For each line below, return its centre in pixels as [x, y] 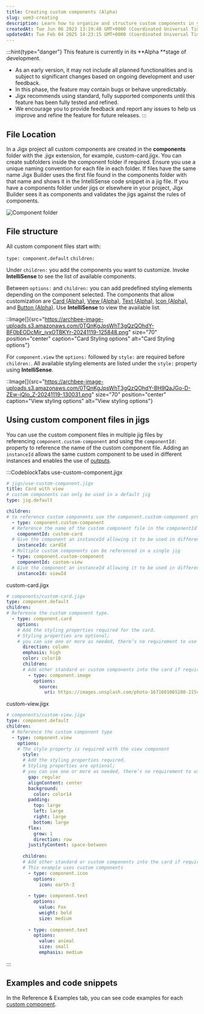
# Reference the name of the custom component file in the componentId [104, 528]
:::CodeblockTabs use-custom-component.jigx [64, 472]
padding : [39, 800]
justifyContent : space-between [68, 845]
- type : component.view [42, 737]
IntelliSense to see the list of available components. [71, 276]
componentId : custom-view [50, 562]
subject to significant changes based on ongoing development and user [105, 77]
